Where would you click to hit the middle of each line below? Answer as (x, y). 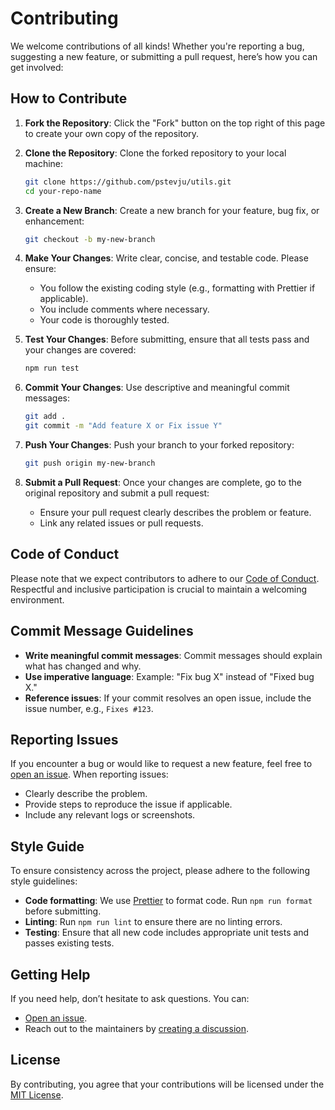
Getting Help (50, 974)
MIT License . (37, 1094)
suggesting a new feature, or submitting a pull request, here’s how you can (164, 56)
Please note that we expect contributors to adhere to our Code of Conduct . (165, 578)
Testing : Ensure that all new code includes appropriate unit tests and (167, 933)
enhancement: (54, 221)
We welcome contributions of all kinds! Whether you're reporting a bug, (157, 46)
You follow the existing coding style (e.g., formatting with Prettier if (177, 288)
